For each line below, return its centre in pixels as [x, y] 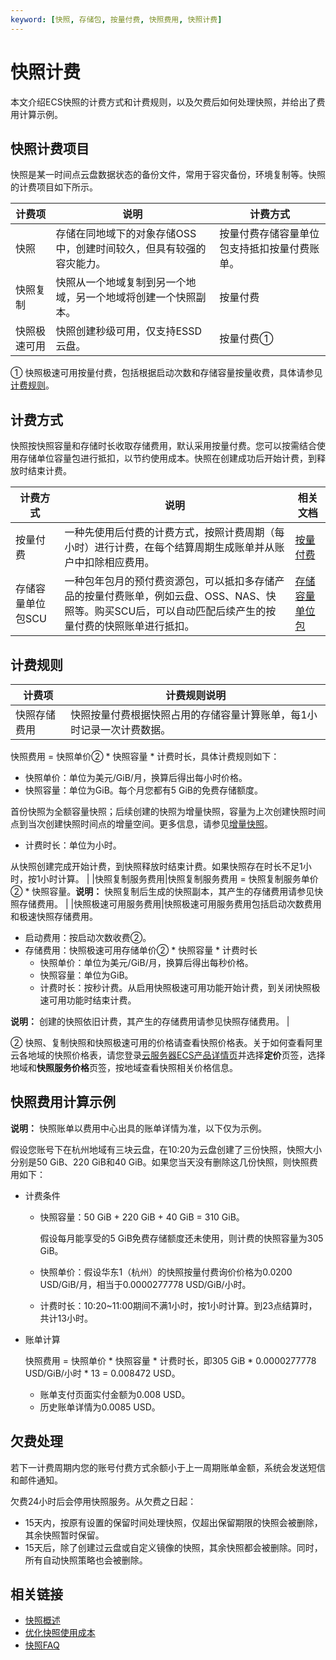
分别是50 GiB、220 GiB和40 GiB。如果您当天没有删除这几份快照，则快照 [160, 1162]
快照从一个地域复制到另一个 [121, 283]
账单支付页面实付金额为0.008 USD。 [115, 1394]
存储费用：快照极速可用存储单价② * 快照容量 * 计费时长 [141, 950]
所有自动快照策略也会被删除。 [86, 1560]
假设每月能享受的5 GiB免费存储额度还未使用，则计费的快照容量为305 [181, 1238]
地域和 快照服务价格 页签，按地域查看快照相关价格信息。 [124, 1067]
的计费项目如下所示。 [54, 187]
